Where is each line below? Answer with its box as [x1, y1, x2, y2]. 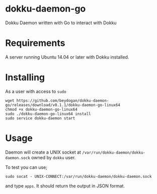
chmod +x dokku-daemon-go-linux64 [5, 107, 78, 112]
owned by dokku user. [31, 154, 76, 160]
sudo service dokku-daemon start [5, 115, 75, 121]
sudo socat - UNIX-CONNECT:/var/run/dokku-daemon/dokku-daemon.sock [5, 174, 152, 179]
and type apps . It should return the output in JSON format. [5, 182, 125, 189]
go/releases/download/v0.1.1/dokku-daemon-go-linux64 [5, 102, 121, 107]
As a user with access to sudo [5, 88, 66, 94]
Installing [5, 72, 45, 83]
